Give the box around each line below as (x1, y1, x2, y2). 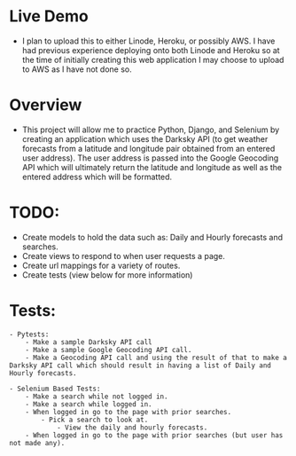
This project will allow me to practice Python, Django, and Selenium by (21, 124, 280, 135)
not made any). (9, 438, 66, 447)
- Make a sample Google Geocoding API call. (25, 345, 192, 354)
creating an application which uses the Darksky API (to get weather (21, 133, 269, 144)
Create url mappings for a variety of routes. (21, 260, 181, 271)
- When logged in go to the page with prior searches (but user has (25, 430, 284, 440)
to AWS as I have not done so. (21, 64, 133, 75)
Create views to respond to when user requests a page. (21, 250, 226, 261)
